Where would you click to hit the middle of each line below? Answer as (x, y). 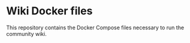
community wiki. (26, 33)
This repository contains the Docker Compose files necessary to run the (95, 27)
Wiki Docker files (49, 11)
